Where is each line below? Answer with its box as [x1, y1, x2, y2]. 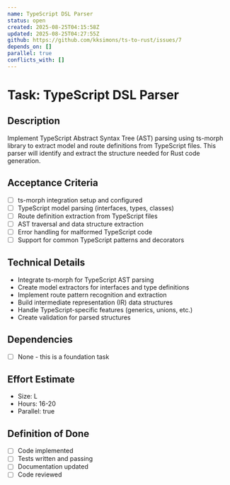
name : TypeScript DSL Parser [7, 10, 93, 18]
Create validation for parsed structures [17, 313, 131, 321]
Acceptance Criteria [7, 177, 98, 189]
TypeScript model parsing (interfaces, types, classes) [17, 203, 175, 212]
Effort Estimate [7, 373, 75, 386]
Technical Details [7, 256, 86, 269]
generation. [7, 156, 41, 165]
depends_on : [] [7, 43, 52, 50]
